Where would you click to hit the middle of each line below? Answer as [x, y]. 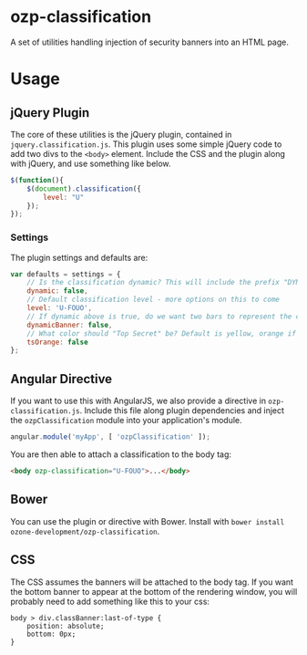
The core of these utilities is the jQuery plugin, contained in [121, 134]
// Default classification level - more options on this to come [153, 300]
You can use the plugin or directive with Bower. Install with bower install [148, 521]
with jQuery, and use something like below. [91, 163]
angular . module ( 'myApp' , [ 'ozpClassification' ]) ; [110, 437]
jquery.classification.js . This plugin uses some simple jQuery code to [146, 144]
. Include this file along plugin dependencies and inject [182, 411]
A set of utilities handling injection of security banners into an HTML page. [150, 42]
